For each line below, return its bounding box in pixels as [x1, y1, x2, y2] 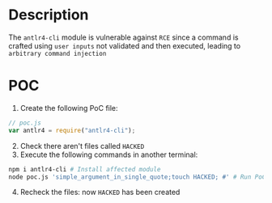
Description [8, 6, 89, 24]
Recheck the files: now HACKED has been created [19, 188, 181, 197]
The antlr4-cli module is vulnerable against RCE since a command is [8, 32, 239, 42]
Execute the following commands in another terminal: [19, 150, 198, 159]
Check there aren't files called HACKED [19, 141, 145, 150]
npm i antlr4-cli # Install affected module [8, 165, 161, 173]
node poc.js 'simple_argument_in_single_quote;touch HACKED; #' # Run [8, 172, 252, 181]
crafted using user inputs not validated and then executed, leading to [8, 40, 241, 50]
